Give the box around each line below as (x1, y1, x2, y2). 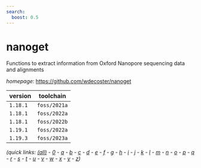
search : (6, 8, 26, 15)
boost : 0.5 (11, 14, 39, 20)
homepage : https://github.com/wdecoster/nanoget (6, 78, 132, 85)
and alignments (6, 66, 44, 74)
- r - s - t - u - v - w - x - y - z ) (6, 155, 81, 162)
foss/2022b (36, 118, 68, 126)
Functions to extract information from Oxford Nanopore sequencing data (6, 60, 185, 67)
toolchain (38, 92, 66, 100)
